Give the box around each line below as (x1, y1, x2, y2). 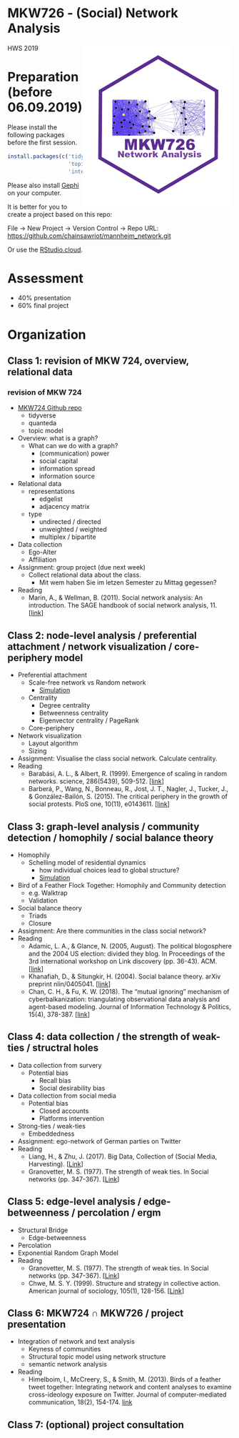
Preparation (7, 69, 79, 85)
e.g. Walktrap (28, 888, 68, 897)
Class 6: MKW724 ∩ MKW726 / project (7, 1306, 184, 1319)
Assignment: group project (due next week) (17, 563, 146, 572)
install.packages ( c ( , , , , (7, 152, 200, 160)
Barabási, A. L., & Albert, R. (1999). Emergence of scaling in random (28, 770, 228, 778)
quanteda (28, 419, 57, 427)
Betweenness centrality (39, 709, 109, 718)
